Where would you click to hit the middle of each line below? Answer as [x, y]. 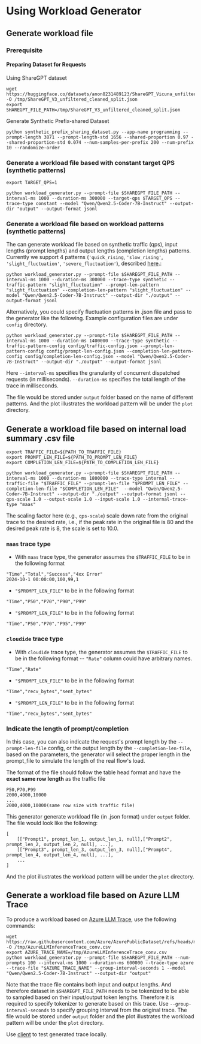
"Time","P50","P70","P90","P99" [46, 602]
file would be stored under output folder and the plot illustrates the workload [100, 1016]
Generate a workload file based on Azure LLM [93, 896]
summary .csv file [40, 438]
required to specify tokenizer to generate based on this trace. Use [87, 1003]
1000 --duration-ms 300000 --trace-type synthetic [103, 280]
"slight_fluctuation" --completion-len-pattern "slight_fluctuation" [95, 290]
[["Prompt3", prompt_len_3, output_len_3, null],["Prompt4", [95, 850]
